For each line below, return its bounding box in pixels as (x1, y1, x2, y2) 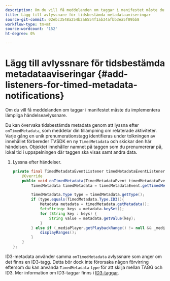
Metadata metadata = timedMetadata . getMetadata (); (40, 202, 150, 207)
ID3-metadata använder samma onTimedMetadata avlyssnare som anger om (5, 253, 162, 260)
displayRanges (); (40, 230, 77, 235)
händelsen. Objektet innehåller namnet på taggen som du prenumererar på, (5, 144, 163, 150)
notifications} (5, 90, 64, 102)
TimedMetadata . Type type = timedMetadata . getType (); (31, 192, 145, 198)
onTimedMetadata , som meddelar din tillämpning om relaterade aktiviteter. (5, 127, 157, 133)
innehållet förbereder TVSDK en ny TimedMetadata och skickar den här (5, 138, 152, 144)
